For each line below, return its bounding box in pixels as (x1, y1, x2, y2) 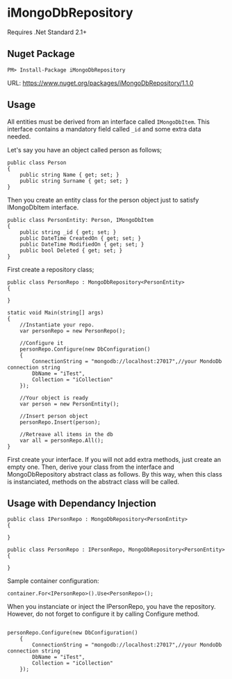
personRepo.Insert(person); (19, 419, 101, 426)
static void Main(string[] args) (7, 309, 104, 316)
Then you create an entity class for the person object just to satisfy (7, 195, 199, 204)
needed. (7, 132, 31, 141)
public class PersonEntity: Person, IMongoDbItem (7, 216, 154, 223)
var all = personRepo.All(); (19, 437, 104, 444)
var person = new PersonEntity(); (19, 400, 119, 408)
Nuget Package (7, 48, 75, 60)
